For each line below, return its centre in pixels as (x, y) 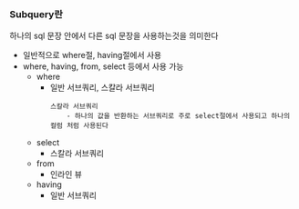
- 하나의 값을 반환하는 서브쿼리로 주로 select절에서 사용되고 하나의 (178, 116)
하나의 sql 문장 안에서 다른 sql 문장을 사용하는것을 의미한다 (114, 36)
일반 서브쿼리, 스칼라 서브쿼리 (102, 87)
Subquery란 (36, 14)
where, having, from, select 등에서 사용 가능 (103, 66)
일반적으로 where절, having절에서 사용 (92, 55)
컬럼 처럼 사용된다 (79, 126)
